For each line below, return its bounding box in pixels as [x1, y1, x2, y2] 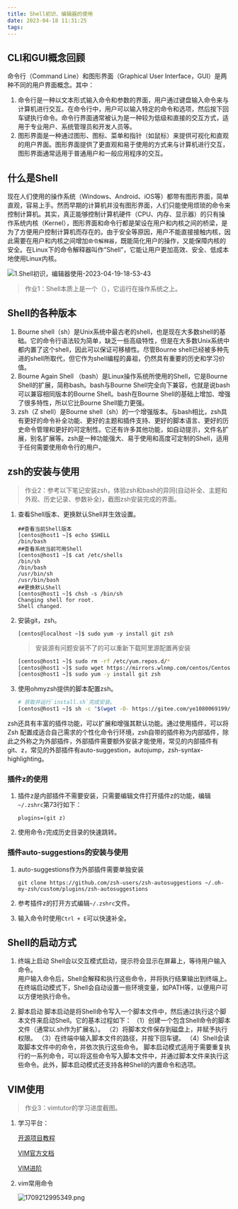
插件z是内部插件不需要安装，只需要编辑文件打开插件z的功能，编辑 [17, 791, 211, 800]
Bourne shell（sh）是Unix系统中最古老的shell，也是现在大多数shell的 [17, 327, 220, 336]
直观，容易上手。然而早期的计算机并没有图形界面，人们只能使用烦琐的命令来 [7, 201, 231, 210]
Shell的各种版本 [7, 307, 76, 320]
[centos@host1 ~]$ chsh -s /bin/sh [17, 590, 123, 597]
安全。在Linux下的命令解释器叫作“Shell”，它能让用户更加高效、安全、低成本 [7, 246, 229, 254]
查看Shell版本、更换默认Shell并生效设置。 [17, 509, 140, 519]
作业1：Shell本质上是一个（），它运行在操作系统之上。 [24, 285, 182, 293]
